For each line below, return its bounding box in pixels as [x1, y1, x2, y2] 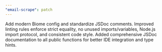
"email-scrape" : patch [5, 7, 53, 12]
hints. [5, 42, 17, 48]
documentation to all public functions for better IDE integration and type [5, 37, 154, 43]
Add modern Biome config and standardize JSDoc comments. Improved [5, 21, 154, 27]
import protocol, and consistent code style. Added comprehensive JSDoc [5, 31, 157, 37]
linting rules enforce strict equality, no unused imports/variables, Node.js [5, 26, 155, 32]
